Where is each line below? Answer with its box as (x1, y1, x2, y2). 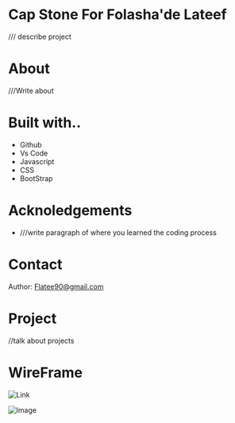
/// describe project (8, 32, 71, 41)
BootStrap (19, 173, 53, 183)
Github (19, 140, 42, 149)
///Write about (8, 86, 54, 95)
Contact (8, 256, 63, 273)
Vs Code (19, 148, 48, 158)
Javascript (19, 156, 55, 166)
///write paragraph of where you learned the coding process (19, 228, 217, 237)
